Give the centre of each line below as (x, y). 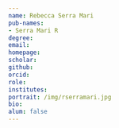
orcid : (19, 75)
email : (19, 45)
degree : (21, 38)
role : (17, 82)
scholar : (23, 60)
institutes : (28, 89)
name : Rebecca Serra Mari (51, 16)
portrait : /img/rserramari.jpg (60, 97)
